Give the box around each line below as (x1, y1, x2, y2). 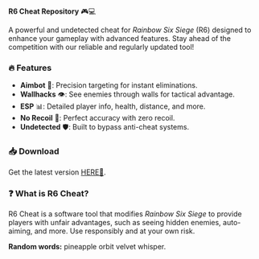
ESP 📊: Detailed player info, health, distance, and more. (19, 101, 206, 111)
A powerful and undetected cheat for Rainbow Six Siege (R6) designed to (8, 25, 252, 35)
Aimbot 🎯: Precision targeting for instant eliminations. (19, 80, 198, 90)
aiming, (8, 226, 33, 236)
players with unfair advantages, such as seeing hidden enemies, (8, 217, 221, 227)
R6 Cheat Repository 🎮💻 (8, 6, 97, 16)
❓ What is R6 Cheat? (8, 187, 89, 199)
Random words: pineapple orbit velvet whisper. (8, 241, 166, 251)
